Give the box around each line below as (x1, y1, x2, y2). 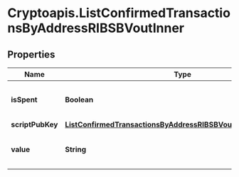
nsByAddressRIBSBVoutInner (7, 20, 185, 36)
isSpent (11, 95, 38, 104)
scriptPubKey (11, 119, 58, 129)
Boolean (65, 95, 94, 104)
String (65, 144, 87, 154)
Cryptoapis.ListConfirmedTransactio (7, 5, 231, 21)
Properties (7, 48, 55, 60)
